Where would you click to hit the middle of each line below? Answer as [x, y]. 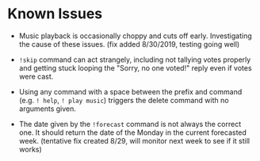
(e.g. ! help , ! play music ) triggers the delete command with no [124, 100]
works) [31, 149]
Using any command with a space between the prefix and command [130, 91]
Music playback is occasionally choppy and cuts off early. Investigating [135, 36]
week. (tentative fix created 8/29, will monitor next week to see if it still [134, 140]
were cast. [36, 76]
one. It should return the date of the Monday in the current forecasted [133, 132]
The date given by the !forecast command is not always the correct [130, 124]
